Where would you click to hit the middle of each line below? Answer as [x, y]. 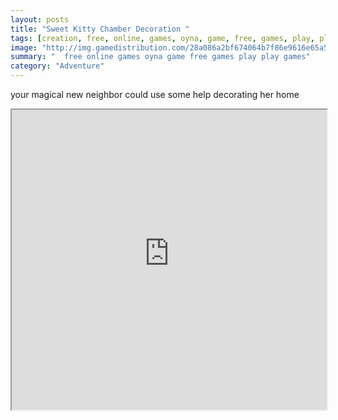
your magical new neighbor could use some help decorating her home [155, 94]
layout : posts [40, 19]
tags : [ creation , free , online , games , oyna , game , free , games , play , [162, 38]
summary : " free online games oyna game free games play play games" [160, 57]
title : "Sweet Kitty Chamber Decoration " [100, 29]
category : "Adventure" [57, 66]
